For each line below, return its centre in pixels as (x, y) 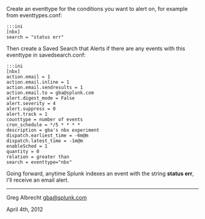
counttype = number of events (45, 120)
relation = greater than (38, 157)
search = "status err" (35, 37)
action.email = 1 (28, 77)
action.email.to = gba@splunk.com (50, 93)
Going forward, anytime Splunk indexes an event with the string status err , (100, 174)
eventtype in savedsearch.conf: (46, 55)
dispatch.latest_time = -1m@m (45, 141)
